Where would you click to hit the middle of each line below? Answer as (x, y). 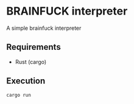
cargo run (19, 95)
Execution (26, 81)
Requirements (33, 47)
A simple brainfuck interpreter (44, 28)
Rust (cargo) (31, 61)
